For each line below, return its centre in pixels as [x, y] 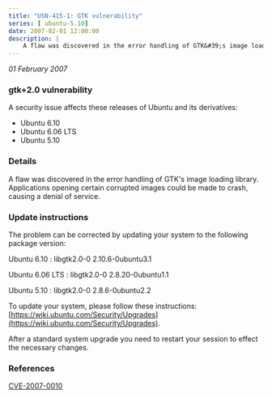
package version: [37, 243]
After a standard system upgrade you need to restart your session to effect [133, 339]
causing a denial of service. [55, 196]
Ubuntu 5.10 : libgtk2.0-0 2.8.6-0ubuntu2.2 [80, 290]
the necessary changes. [49, 348]
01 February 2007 [38, 69]
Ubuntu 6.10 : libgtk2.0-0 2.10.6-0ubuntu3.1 [80, 259]
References [32, 368]
